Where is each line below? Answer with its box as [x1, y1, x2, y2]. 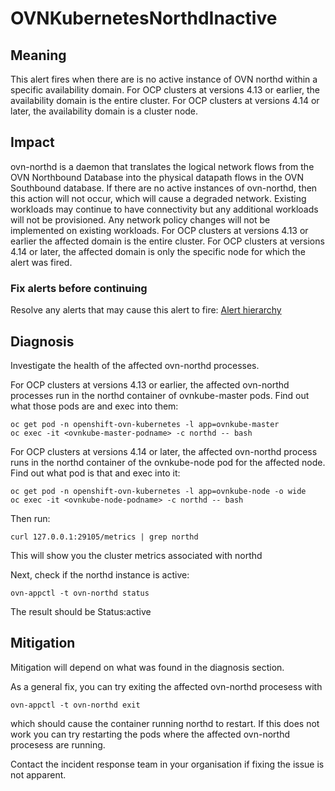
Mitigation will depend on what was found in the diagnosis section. [10, 661, 285, 673]
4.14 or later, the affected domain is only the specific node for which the [10, 245, 306, 257]
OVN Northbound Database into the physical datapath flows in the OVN [10, 171, 305, 183]
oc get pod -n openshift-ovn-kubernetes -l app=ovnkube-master [10, 419, 280, 429]
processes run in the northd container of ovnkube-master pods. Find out [10, 389, 310, 401]
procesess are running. [10, 738, 106, 751]
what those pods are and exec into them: [10, 400, 179, 412]
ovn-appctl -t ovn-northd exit [10, 700, 141, 710]
